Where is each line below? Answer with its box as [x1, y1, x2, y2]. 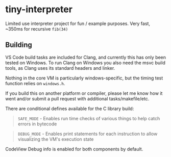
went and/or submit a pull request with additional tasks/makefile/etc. [5, 95, 150, 101]
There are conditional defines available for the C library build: [5, 106, 134, 112]
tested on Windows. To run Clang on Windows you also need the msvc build [5, 60, 166, 66]
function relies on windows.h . [5, 80, 65, 86]
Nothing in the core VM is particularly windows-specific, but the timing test [5, 75, 163, 81]
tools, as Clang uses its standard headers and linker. [5, 65, 115, 71]
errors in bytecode [17, 121, 57, 127]
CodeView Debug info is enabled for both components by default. [5, 146, 143, 152]
